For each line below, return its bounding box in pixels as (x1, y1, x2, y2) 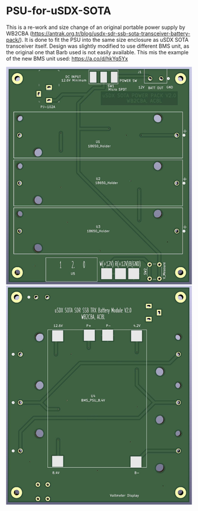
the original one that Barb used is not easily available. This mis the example (6, 48, 189, 55)
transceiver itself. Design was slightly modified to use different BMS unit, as (6, 42, 190, 50)
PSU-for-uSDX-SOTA (6, 4, 111, 18)
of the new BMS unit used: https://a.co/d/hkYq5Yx (6, 55, 128, 62)
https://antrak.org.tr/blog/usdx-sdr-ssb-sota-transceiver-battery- (31, 30, 190, 37)
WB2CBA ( (6, 30, 32, 37)
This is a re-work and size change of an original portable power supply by (6, 24, 186, 31)
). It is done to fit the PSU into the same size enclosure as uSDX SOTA (19, 36, 189, 43)
